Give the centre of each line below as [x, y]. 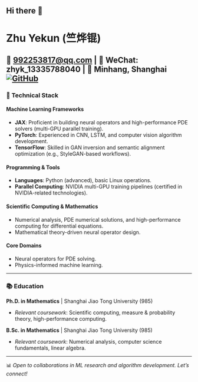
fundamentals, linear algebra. [50, 348]
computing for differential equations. [59, 226]
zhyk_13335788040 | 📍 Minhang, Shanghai [87, 69]
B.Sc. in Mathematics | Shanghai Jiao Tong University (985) [80, 330]
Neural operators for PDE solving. [55, 258]
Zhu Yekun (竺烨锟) [54, 38]
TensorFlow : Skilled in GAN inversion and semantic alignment [90, 147]
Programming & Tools [33, 167]
